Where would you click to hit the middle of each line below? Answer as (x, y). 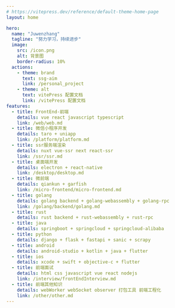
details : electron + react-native (60, 167)
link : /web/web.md (40, 123)
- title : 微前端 (30, 179)
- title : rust (29, 212)
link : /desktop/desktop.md (50, 173)
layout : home (22, 17)
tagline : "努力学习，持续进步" (47, 40)
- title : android (33, 245)
